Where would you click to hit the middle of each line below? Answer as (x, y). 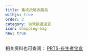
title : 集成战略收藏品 (27, 10)
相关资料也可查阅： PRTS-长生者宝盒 (44, 48)
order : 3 (15, 19)
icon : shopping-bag (26, 29)
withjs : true (19, 15)
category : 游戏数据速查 (28, 24)
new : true (16, 33)
